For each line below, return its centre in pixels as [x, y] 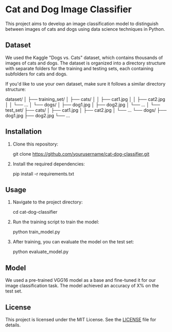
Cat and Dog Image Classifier [69, 9]
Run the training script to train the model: [56, 222]
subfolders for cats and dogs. [36, 74]
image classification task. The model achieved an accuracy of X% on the [82, 286]
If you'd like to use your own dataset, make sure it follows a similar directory [85, 84]
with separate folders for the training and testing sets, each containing [79, 68]
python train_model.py [36, 232]
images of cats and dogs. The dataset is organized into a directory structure [85, 63]
